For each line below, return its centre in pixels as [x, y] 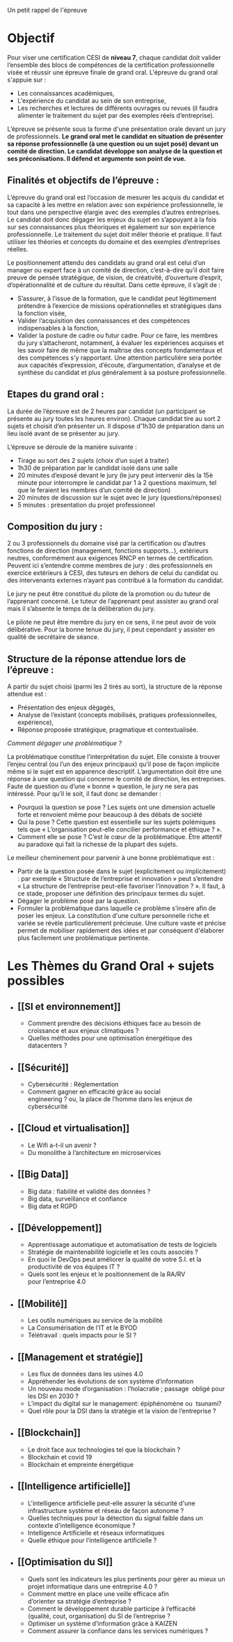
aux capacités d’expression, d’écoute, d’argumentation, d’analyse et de [119, 365]
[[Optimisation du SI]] [65, 1562]
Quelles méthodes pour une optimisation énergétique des [110, 1038]
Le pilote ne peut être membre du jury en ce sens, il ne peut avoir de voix [112, 622]
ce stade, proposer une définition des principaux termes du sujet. [111, 893]
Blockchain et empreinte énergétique [81, 1464]
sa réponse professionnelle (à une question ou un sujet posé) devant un [113, 144]
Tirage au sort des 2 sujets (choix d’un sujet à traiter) [93, 460]
